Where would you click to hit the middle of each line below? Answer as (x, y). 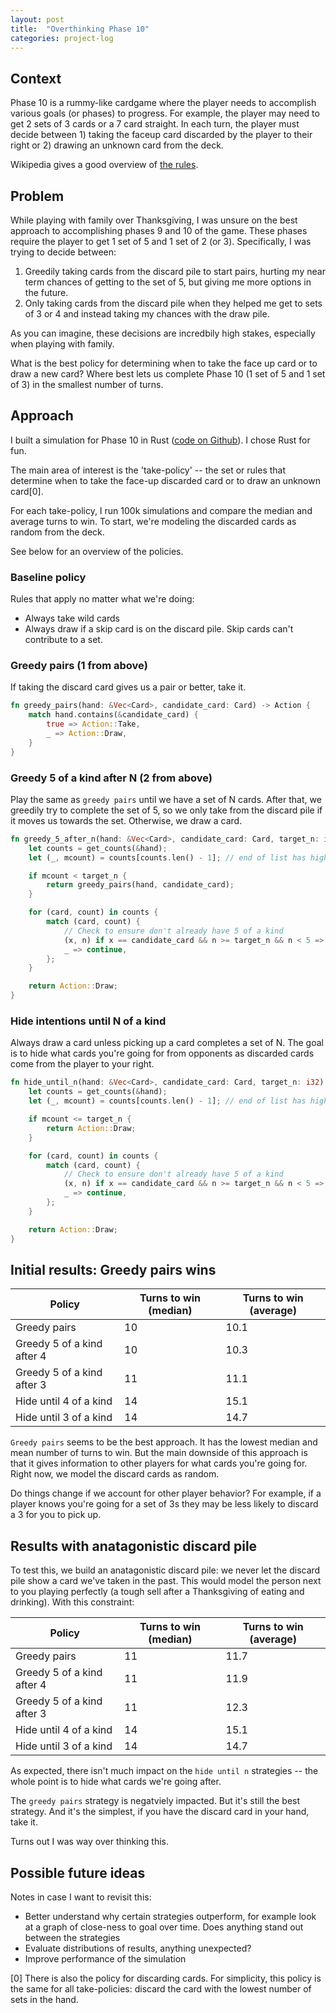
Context (36, 78)
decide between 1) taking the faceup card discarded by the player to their (161, 135)
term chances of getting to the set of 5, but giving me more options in (168, 282)
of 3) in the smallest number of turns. (87, 384)
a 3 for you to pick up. (56, 1515)
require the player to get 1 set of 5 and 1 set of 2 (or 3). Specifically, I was (161, 241)
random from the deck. (57, 532)
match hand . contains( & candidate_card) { (113, 715)
